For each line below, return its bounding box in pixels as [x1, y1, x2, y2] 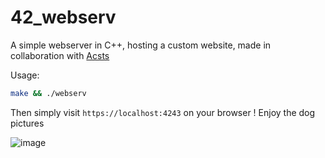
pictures [10, 117, 45, 129]
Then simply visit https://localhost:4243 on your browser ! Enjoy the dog [10, 106, 316, 118]
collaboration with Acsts [10, 49, 110, 61]
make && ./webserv [10, 88, 87, 98]
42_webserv [10, 6, 117, 29]
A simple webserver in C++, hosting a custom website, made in [10, 39, 272, 51]
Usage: [10, 69, 40, 81]
